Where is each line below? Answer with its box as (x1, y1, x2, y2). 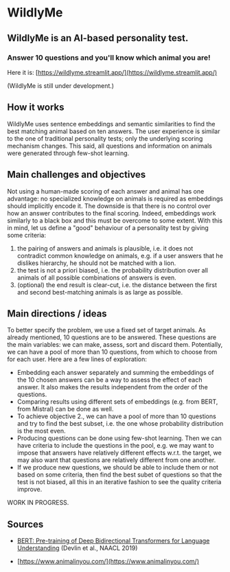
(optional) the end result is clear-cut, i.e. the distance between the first (16, 280, 218, 289)
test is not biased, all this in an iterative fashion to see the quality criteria (16, 478, 222, 486)
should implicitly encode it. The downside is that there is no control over (7, 201, 211, 210)
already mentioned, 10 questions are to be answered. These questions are (7, 333, 217, 341)
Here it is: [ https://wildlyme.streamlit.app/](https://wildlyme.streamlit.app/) (7, 68, 218, 76)
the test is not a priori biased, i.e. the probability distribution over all (16, 266, 208, 274)
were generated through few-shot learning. (7, 149, 130, 157)
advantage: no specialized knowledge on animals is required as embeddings (7, 194, 223, 203)
